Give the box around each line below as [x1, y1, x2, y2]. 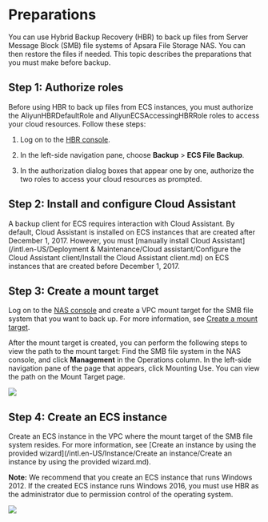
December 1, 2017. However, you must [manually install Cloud [8, 235, 210, 245]
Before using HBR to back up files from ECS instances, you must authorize [8, 102, 254, 111]
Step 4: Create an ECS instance [8, 410, 168, 424]
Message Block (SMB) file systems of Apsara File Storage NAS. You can [8, 40, 246, 50]
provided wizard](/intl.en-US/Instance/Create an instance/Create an [8, 448, 233, 458]
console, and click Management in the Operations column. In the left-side [8, 355, 252, 365]
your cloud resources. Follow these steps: [8, 118, 146, 129]
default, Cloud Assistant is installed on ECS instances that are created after [8, 227, 256, 237]
